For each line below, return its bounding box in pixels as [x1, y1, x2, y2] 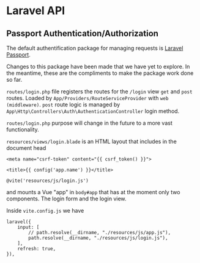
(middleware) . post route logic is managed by [6, 101, 120, 108]
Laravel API [6, 4, 65, 18]
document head [6, 144, 46, 151]
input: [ [17, 224, 40, 230]
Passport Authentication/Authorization [6, 28, 159, 39]
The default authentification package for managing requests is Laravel [6, 44, 183, 52]
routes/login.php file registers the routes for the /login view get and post [6, 88, 193, 95]
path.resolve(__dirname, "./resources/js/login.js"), [28, 235, 168, 241]
